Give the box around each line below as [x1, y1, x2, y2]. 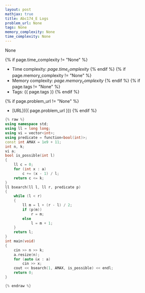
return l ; [14, 230, 34, 235]
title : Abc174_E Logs [5, 16, 49, 21]
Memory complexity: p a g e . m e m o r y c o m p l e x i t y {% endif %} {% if [12, 77, 140, 85]
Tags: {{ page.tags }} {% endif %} [12, 89, 80, 95]
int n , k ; [5, 144, 25, 149]
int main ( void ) [5, 239, 36, 244]
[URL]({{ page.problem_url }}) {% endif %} [12, 108, 97, 114]
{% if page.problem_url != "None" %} [5, 98, 79, 104]
